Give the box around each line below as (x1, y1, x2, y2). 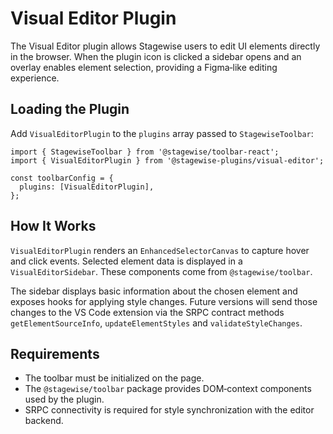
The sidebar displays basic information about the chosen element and (10, 285, 298, 297)
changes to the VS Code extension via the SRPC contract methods (10, 306, 285, 318)
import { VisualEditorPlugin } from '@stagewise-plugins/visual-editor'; (10, 155, 325, 166)
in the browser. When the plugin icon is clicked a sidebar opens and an (10, 50, 302, 62)
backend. (24, 415, 64, 427)
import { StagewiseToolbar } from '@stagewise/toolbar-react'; (10, 147, 280, 157)
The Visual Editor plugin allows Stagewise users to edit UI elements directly (10, 40, 321, 52)
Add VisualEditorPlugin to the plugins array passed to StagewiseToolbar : (10, 127, 314, 139)
